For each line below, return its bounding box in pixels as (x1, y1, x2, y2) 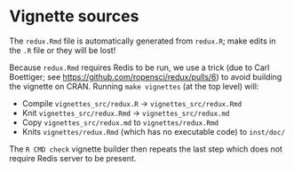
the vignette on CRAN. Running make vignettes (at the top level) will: (9, 81, 259, 91)
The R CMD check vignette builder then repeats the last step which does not (9, 144, 282, 154)
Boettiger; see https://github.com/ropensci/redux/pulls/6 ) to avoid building (9, 71, 282, 82)
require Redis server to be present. (9, 152, 137, 163)
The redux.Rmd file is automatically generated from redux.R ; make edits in (9, 35, 276, 46)
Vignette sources (9, 6, 139, 27)
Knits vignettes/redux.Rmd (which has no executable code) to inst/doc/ (21, 126, 286, 137)
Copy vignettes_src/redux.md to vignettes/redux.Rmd (21, 117, 219, 128)
